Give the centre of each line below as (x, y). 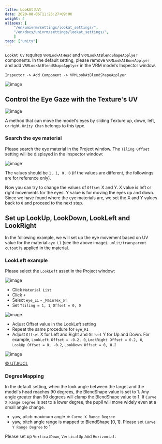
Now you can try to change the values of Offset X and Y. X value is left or (78, 187)
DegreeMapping (24, 376)
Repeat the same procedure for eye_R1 (50, 329)
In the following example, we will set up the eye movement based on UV (77, 237)
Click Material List (32, 290)
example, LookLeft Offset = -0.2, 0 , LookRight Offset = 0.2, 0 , (78, 339)
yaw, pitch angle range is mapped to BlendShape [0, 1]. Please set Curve (84, 422)
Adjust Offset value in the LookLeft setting (54, 324)
